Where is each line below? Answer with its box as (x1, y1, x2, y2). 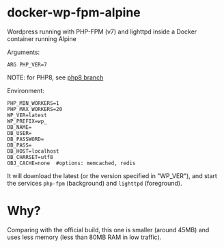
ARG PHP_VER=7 (7, 61, 48, 68)
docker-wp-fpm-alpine (7, 5, 141, 21)
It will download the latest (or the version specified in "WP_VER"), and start (7, 171, 217, 179)
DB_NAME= (7, 123, 32, 131)
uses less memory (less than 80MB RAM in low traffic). (7, 233, 162, 241)
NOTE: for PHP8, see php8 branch (7, 73, 104, 82)
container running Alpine (7, 34, 76, 42)
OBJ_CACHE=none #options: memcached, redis (7, 160, 136, 166)
